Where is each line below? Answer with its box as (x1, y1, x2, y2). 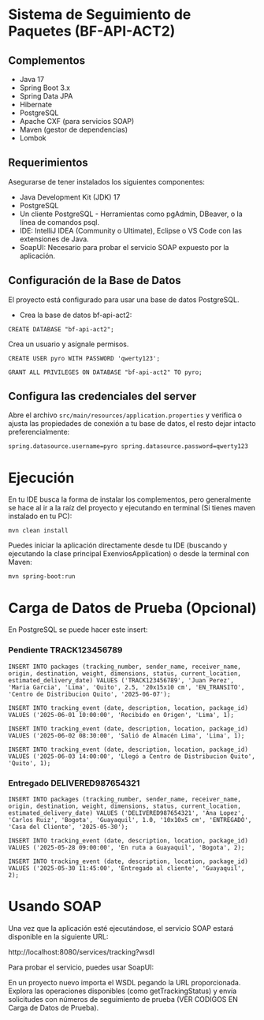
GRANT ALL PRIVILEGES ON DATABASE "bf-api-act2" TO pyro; (8, 368, 203, 376)
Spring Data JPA (19, 92, 73, 100)
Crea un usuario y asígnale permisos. (8, 339, 129, 349)
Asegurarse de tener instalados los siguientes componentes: (8, 177, 205, 186)
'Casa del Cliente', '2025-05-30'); (8, 823, 128, 831)
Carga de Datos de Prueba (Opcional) (8, 599, 257, 617)
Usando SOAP (8, 898, 102, 916)
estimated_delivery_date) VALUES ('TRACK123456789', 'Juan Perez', (8, 676, 235, 684)
